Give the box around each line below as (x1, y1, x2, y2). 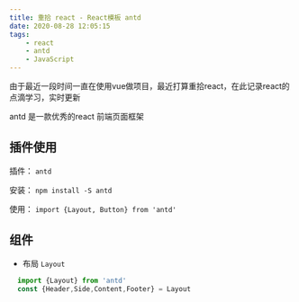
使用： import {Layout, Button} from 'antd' (9, 203, 177, 214)
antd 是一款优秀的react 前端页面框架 (9, 111, 144, 121)
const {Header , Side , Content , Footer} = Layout (17, 284, 192, 293)
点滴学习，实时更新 (9, 92, 81, 102)
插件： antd (9, 165, 52, 176)
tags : (9, 30, 30, 39)
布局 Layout (22, 258, 66, 269)
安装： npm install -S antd (9, 184, 113, 195)
